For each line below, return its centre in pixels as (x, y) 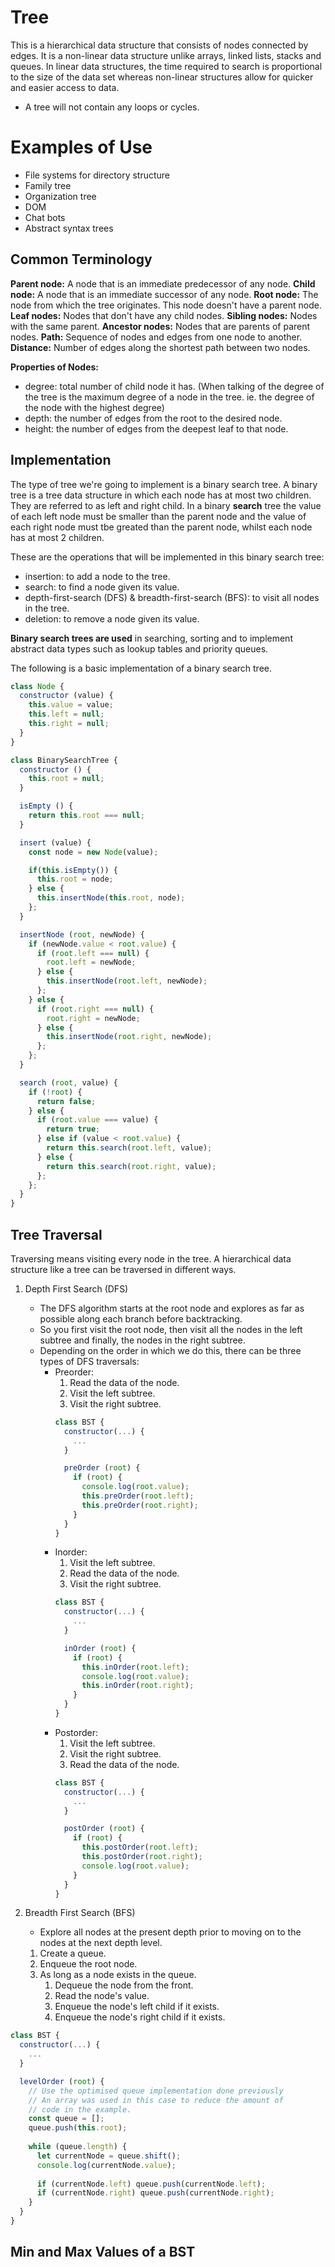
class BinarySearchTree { (64, 760)
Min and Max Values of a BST (103, 2252)
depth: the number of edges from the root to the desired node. (153, 418)
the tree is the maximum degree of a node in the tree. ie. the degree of (169, 397)
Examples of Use (81, 147)
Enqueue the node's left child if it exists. (137, 2007)
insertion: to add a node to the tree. (97, 576)
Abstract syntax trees (69, 228)
